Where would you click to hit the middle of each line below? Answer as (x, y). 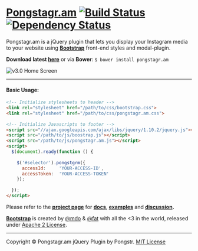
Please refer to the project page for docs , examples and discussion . (90, 207)
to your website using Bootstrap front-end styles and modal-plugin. (88, 48)
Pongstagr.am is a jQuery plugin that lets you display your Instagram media (97, 41)
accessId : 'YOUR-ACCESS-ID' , (63, 168)
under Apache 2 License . (37, 224)
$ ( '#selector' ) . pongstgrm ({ (51, 162)
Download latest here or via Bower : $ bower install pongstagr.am (88, 59)
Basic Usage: (23, 90)
